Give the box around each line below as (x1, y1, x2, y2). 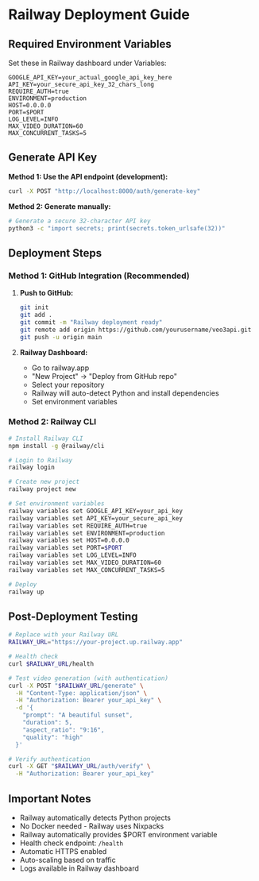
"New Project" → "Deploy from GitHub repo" (31, 371, 177, 381)
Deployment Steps (8, 246, 102, 260)
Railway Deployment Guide (8, 6, 191, 24)
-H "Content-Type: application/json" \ (15, 689, 148, 697)
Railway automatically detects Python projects (19, 813, 171, 823)
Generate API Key (8, 151, 98, 164)
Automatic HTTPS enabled (19, 847, 107, 856)
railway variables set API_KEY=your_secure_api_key (8, 514, 183, 522)
